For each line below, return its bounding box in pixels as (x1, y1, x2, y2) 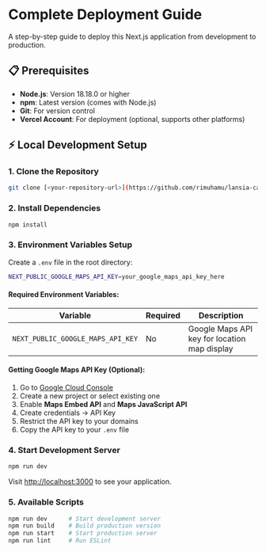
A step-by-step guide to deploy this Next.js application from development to (8, 32, 256, 41)
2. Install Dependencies (8, 203, 101, 214)
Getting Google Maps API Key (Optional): (8, 365, 146, 375)
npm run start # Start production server (8, 529, 158, 538)
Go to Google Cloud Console (19, 383, 113, 393)
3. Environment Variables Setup (8, 239, 133, 250)
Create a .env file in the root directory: (8, 257, 133, 267)
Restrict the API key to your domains (19, 417, 139, 426)
